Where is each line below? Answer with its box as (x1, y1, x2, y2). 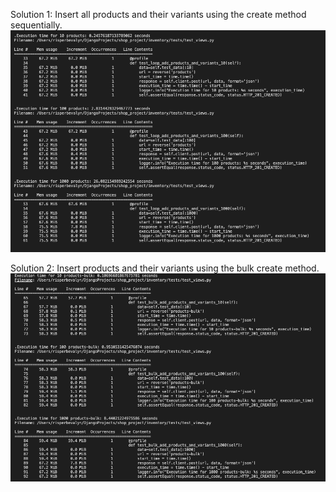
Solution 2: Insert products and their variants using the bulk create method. (10, 262, 320, 274)
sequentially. (10, 19, 63, 31)
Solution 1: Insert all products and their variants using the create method (10, 9, 307, 20)
